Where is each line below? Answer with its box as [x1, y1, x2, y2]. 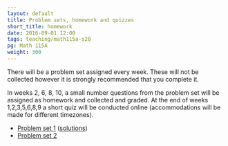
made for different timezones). [7, 110, 94, 118]
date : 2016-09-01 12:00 [7, 29, 76, 37]
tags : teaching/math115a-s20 [7, 36, 91, 43]
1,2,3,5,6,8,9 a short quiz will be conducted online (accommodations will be [7, 103, 221, 111]
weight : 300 [7, 49, 41, 56]
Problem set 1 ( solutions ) [17, 124, 88, 132]
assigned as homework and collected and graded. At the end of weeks [7, 95, 209, 104]
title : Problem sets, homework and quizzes [7, 17, 135, 24]
